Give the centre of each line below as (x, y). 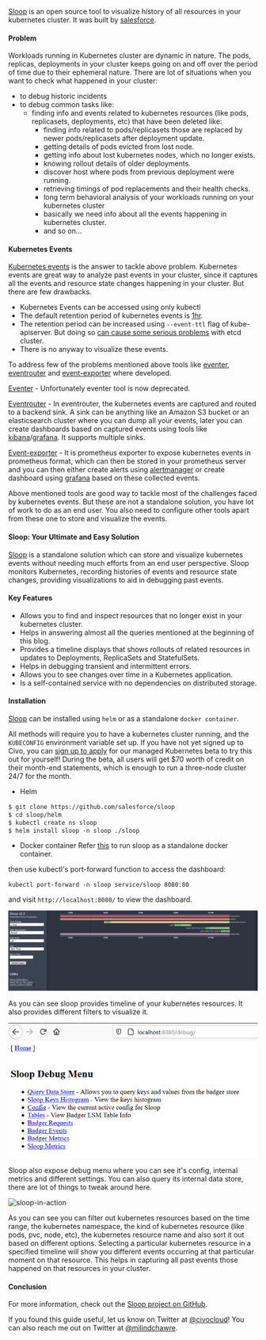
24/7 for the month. (40, 777)
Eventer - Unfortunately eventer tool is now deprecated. (99, 388)
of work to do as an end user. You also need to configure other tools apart (129, 510)
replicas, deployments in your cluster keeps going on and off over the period (133, 64)
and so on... (63, 231)
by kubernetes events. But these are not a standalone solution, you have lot (131, 502)
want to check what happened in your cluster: (83, 81)
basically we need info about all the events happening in (135, 214)
